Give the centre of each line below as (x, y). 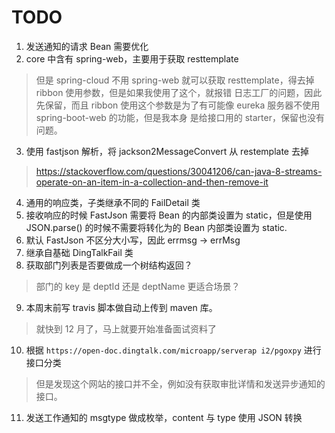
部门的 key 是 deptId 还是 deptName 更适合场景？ (138, 286)
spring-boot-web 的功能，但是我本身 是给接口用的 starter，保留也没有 (180, 117)
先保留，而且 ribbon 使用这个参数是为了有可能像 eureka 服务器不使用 (178, 105)
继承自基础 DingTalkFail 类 (79, 252)
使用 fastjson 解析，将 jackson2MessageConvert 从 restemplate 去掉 (167, 151)
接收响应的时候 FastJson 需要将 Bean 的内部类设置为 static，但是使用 (169, 215)
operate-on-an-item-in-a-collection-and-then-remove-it (152, 182)
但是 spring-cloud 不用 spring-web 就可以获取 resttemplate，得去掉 (175, 80)
